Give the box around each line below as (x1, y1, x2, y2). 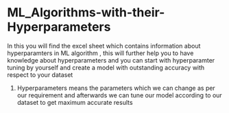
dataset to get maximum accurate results (16, 98, 133, 106)
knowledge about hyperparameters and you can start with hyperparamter (7, 56, 215, 64)
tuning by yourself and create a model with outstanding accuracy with (7, 63, 205, 71)
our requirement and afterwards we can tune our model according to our (16, 91, 223, 99)
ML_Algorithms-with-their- (7, 5, 165, 20)
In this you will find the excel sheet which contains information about (7, 42, 201, 50)
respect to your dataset (7, 70, 73, 79)
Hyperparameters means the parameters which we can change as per (16, 84, 216, 92)
